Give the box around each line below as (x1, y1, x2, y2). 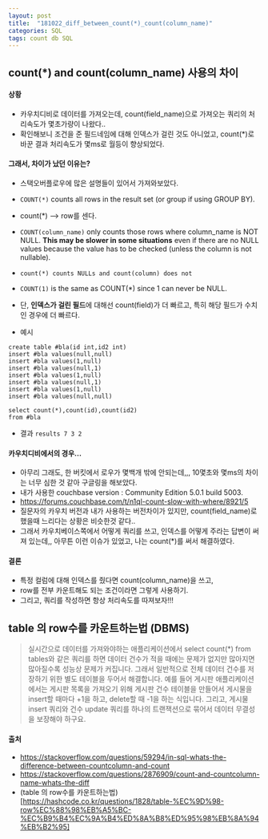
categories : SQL (8, 26, 62, 34)
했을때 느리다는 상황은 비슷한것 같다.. (19, 517, 136, 526)
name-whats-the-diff (19, 778, 90, 788)
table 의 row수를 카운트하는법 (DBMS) (8, 621, 190, 634)
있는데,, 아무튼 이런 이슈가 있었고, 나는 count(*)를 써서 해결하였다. (28, 537, 235, 546)
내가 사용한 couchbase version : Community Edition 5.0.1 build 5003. (19, 488, 244, 497)
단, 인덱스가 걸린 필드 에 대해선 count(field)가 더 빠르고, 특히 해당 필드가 (19, 300, 243, 310)
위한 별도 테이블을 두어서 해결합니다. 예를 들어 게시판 (49, 675, 214, 684)
